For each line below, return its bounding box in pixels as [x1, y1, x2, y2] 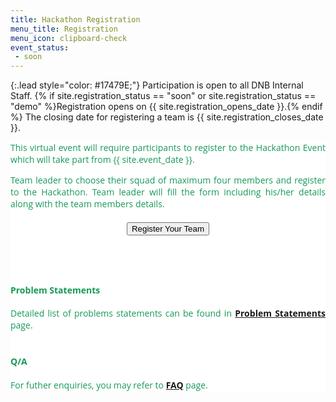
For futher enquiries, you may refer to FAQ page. [10, 378, 208, 391]
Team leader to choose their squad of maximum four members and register [10, 174, 326, 187]
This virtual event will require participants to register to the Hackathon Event [10, 141, 326, 155]
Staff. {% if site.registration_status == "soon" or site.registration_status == [10, 90, 317, 102]
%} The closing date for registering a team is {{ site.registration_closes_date [10, 111, 324, 123]
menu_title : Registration [10, 24, 118, 34]
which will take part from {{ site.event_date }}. [10, 153, 195, 166]
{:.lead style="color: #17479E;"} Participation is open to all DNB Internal [10, 79, 304, 91]
